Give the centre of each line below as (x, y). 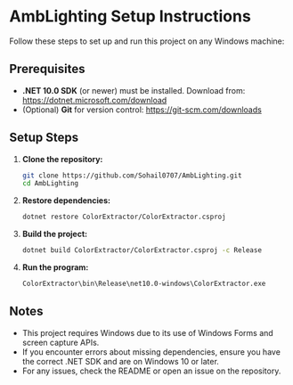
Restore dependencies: (66, 201)
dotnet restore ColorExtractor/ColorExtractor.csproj (124, 217)
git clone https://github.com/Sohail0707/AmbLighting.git (132, 176)
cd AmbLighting (50, 184)
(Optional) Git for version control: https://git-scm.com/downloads (142, 110)
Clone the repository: (62, 159)
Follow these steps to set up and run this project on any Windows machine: (147, 41)
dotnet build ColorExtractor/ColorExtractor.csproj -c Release (142, 250)
